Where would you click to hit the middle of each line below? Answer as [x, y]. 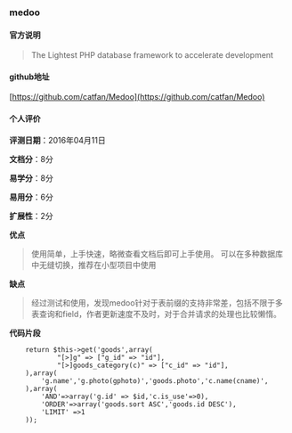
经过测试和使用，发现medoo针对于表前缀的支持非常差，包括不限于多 [157, 302]
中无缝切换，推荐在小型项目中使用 [93, 265]
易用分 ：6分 [31, 197]
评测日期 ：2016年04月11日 [58, 140]
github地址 [30, 77]
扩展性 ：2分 [31, 216]
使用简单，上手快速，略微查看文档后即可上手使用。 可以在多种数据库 [157, 253]
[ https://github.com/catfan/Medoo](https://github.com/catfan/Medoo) [137, 97]
